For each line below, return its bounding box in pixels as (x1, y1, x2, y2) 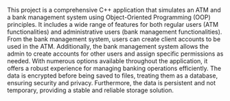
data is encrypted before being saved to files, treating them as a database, (7, 71, 218, 80)
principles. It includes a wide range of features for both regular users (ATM (7, 21, 218, 28)
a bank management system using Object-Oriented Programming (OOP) (7, 13, 211, 21)
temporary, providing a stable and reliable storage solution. (7, 86, 174, 94)
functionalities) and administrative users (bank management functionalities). (7, 27, 222, 36)
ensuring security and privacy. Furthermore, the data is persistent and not (7, 79, 216, 87)
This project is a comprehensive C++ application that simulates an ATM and (7, 6, 221, 14)
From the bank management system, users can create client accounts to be (7, 35, 221, 43)
